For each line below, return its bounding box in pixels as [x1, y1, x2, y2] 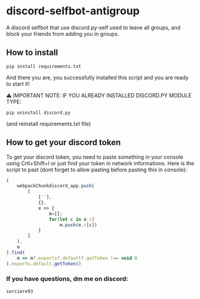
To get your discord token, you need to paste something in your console [6, 153, 183, 161]
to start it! [6, 80, 30, 87]
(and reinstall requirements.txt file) [6, 120, 91, 127]
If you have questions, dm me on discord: [6, 275, 128, 283]
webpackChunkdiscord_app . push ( [17, 183, 95, 189]
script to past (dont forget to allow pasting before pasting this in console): [6, 166, 187, 173]
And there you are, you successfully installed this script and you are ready [6, 73, 189, 81]
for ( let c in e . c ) [48, 216, 95, 222]
